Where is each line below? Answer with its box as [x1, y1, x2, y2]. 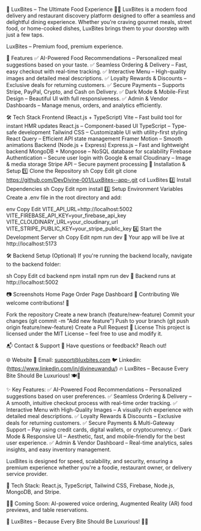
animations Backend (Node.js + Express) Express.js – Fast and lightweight [6, 142, 189, 148]
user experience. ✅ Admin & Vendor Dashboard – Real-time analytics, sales [6, 439, 193, 446]
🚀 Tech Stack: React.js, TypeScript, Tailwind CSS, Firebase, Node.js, [6, 482, 175, 489]
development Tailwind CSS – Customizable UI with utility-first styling [18, 129, 188, 136]
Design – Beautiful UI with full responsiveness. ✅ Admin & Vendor [6, 95, 169, 102]
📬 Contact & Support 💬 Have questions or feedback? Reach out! [6, 342, 167, 349]
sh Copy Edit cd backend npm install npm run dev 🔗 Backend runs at [6, 272, 176, 279]
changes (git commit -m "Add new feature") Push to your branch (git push [6, 317, 189, 324]
